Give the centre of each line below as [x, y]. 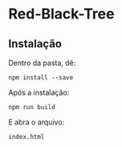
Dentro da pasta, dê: [42, 63]
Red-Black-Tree [61, 14]
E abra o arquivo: [37, 122]
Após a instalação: [39, 92]
